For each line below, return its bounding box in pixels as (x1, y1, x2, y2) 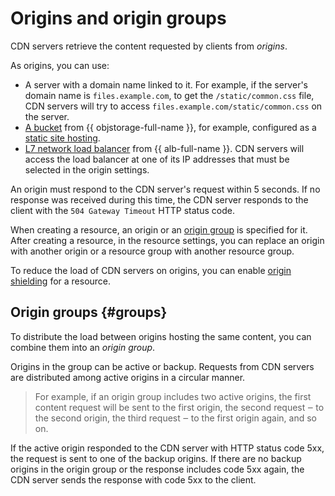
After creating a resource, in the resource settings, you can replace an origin (10, 234, 325, 246)
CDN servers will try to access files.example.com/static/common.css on (24, 100, 323, 112)
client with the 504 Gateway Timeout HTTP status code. (10, 204, 235, 216)
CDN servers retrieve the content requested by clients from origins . (10, 40, 288, 52)
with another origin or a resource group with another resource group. (10, 245, 295, 257)
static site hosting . (24, 132, 101, 144)
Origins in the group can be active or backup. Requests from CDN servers (10, 360, 315, 372)
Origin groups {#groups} (10, 304, 168, 321)
